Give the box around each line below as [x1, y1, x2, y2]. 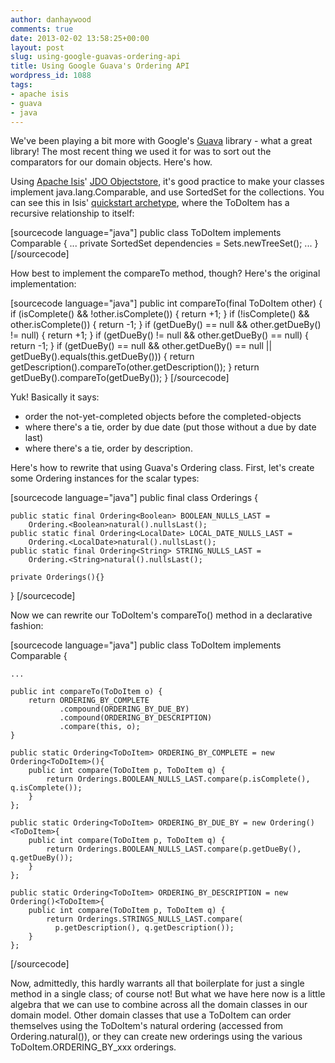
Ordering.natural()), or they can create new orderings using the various [10, 1031, 303, 1043]
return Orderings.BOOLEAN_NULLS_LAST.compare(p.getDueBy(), [46, 844, 302, 855]
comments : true [10, 24, 74, 34]
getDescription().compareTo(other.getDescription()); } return [10, 361, 260, 373]
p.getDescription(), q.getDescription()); [54, 923, 235, 933]
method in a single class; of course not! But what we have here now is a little [10, 988, 326, 1000]
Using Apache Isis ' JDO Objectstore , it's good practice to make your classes [10, 176, 325, 188]
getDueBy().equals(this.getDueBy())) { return [10, 351, 195, 363]
